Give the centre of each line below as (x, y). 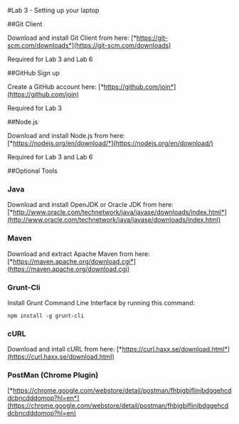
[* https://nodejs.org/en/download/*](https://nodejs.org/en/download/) (110, 143)
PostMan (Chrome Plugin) (53, 375)
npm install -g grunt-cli (46, 316)
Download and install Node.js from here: (67, 136)
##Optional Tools (33, 171)
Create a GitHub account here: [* (56, 87)
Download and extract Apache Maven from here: (79, 254)
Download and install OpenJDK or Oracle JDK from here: (91, 205)
